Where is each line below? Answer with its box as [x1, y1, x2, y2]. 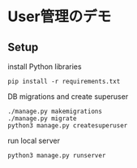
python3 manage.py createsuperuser [7, 122, 128, 130]
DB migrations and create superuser [7, 92, 129, 101]
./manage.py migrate [7, 114, 78, 123]
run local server [7, 136, 60, 145]
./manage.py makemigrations [7, 107, 103, 115]
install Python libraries [7, 62, 82, 71]
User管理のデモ [7, 7, 112, 26]
